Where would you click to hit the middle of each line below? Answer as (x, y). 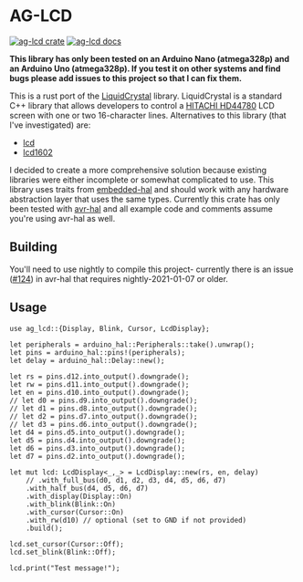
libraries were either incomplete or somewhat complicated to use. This (142, 180)
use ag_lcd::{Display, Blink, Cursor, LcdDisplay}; (110, 328)
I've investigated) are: (50, 125)
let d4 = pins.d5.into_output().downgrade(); (97, 432)
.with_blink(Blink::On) (71, 504)
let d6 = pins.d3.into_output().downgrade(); (97, 448)
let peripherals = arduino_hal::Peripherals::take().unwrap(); (132, 344)
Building (33, 247)
